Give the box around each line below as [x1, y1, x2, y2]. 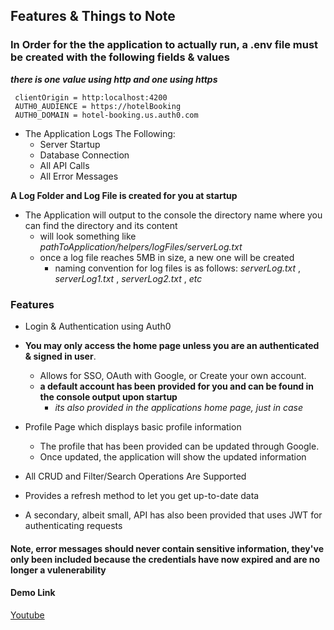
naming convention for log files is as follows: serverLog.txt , [54, 262, 302, 274]
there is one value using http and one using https [10, 73, 218, 85]
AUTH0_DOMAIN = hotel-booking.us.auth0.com [14, 110, 199, 120]
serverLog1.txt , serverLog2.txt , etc [54, 272, 203, 284]
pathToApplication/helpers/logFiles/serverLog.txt [39, 240, 243, 253]
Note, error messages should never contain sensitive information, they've [10, 542, 325, 554]
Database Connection [39, 149, 130, 161]
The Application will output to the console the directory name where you [24, 209, 323, 221]
